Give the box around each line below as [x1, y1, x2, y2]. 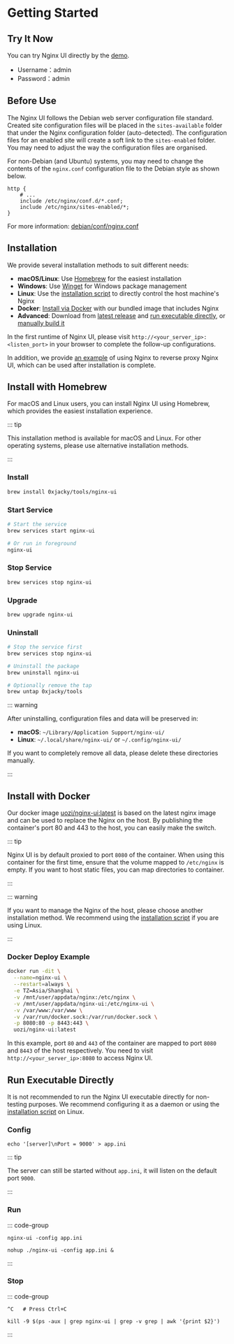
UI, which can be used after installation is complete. [7, 361, 156, 369]
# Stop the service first [7, 644, 82, 651]
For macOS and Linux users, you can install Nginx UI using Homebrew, [7, 400, 210, 408]
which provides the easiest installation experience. [7, 407, 153, 415]
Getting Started [7, 5, 99, 21]
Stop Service [7, 563, 52, 572]
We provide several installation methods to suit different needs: [7, 261, 189, 269]
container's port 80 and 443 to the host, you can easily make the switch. [7, 823, 217, 832]
